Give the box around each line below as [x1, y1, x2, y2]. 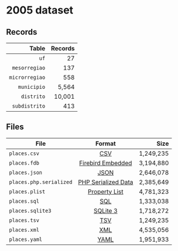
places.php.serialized [9, 179, 72, 185]
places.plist [9, 188, 46, 195]
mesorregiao [12, 65, 46, 71]
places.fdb [9, 159, 39, 166]
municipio [18, 83, 46, 90]
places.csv [9, 150, 39, 156]
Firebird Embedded [79, 159, 132, 167]
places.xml [9, 226, 39, 233]
